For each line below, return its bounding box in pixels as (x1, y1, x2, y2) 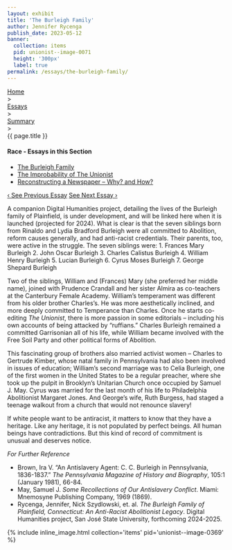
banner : (7, 36, 30, 43)
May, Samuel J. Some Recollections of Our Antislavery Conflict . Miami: (17, 485, 220, 493)
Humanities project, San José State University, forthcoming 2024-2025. (17, 515, 222, 523)
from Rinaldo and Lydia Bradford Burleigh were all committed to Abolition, (7, 226, 217, 234)
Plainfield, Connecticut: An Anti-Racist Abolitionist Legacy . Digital (17, 507, 205, 515)
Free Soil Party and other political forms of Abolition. (7, 336, 157, 344)
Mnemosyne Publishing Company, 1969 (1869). (17, 492, 152, 501)
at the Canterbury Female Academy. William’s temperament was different (7, 291, 216, 300)
